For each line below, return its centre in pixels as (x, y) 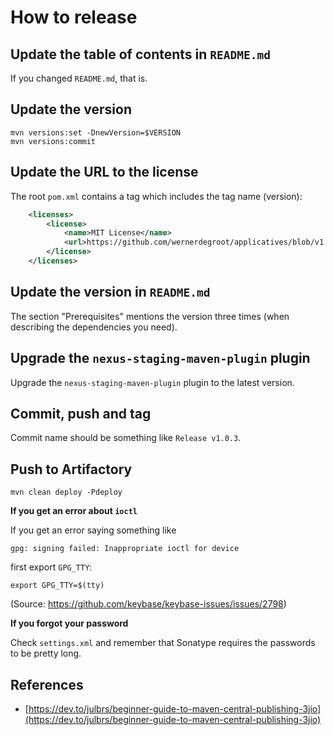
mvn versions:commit (53, 141)
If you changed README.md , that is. (79, 78)
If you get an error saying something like (93, 530)
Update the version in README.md (110, 292)
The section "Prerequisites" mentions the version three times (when (150, 316)
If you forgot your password (69, 623)
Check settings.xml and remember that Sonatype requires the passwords (163, 643)
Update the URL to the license (104, 172)
